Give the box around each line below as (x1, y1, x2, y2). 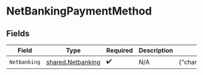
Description (138, 47, 173, 54)
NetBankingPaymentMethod (6, 4, 152, 18)
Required (106, 47, 133, 54)
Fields (6, 28, 30, 39)
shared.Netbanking (46, 57, 101, 66)
